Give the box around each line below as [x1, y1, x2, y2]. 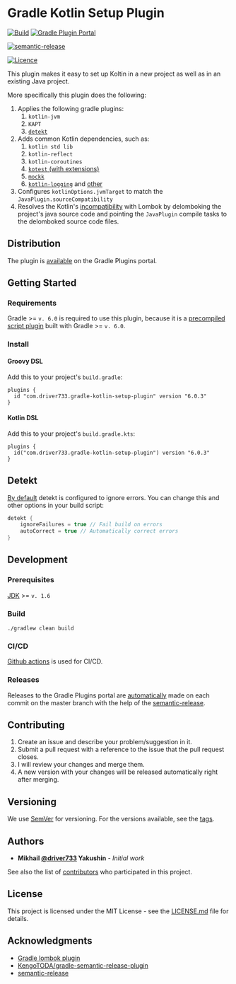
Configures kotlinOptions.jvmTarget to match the [17, 187, 163, 195]
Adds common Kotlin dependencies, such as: [17, 134, 150, 143]
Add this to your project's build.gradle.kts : [7, 429, 136, 438]
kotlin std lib [28, 143, 73, 150]
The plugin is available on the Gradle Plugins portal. [7, 256, 158, 265]
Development [7, 554, 69, 566]
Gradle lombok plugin [17, 954, 81, 962]
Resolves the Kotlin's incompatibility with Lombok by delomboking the [17, 202, 222, 210]
